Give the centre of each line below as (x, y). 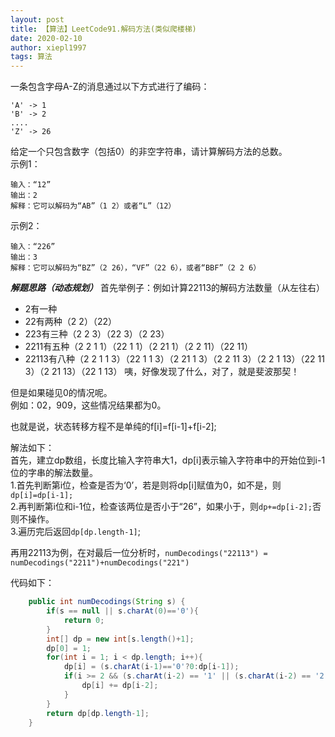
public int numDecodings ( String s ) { (107, 602)
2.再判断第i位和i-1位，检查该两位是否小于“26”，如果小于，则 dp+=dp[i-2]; (161, 507)
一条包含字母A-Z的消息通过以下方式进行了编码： (110, 87)
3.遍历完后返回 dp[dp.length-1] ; (75, 532)
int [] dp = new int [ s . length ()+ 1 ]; (120, 639)
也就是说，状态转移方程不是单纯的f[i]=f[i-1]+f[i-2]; (113, 427)
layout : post (37, 19)
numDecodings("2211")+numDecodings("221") (100, 563)
